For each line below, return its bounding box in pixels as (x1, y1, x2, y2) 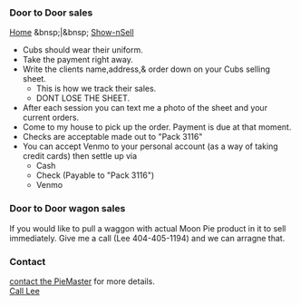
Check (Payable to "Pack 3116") (35, 170, 155, 181)
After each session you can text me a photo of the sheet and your (22, 103, 268, 113)
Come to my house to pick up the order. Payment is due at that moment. (22, 122, 292, 133)
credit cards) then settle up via (22, 151, 138, 162)
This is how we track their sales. (35, 84, 157, 94)
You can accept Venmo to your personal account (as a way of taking (22, 141, 278, 152)
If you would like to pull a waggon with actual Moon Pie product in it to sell (9, 222, 286, 233)
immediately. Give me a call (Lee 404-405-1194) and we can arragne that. (9, 232, 285, 243)
